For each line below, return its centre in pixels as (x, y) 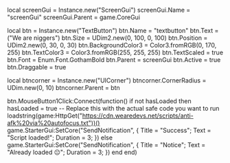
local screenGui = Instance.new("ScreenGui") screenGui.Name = (99, 10)
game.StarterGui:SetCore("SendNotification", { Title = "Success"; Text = (109, 130)
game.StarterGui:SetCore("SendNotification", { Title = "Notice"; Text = (106, 145)
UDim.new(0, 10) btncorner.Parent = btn (64, 88)
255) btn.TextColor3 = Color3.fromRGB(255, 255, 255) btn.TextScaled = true (115, 52)
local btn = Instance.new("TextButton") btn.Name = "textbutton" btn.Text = (113, 31)
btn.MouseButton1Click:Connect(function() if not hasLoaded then (99, 101)
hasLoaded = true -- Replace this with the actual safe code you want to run (113, 108)
